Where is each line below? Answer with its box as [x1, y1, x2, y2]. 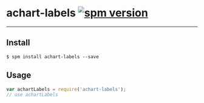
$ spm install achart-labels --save [6, 53, 99, 60]
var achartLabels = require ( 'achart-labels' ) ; [6, 86, 126, 92]
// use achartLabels [6, 91, 59, 98]
